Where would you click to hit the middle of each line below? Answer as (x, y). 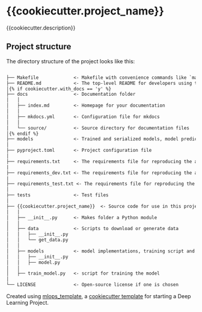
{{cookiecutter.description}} (41, 28)
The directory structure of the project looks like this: (71, 61)
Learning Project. (28, 303)
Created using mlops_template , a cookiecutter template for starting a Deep (99, 296)
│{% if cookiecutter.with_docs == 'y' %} (59, 89)
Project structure (39, 47)
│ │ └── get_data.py (37, 240)
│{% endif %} (23, 134)
